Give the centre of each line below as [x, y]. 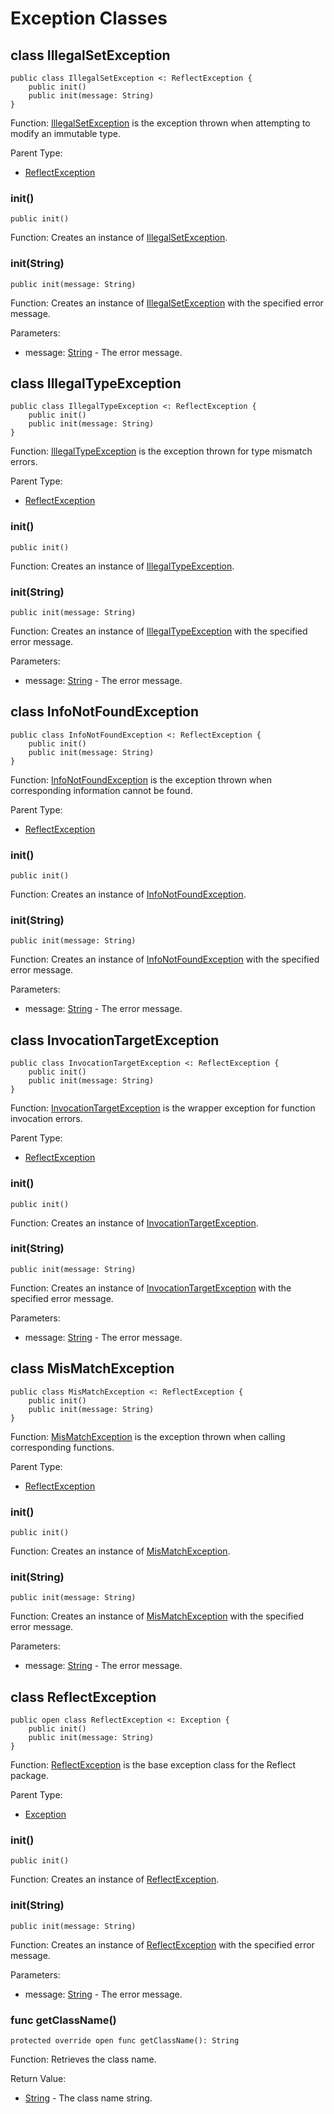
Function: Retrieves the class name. [83, 2059]
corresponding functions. [62, 1447]
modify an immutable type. [65, 133]
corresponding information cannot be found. [101, 790]
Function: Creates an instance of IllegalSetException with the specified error [167, 303]
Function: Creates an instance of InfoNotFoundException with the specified [165, 959]
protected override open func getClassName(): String [125, 2040]
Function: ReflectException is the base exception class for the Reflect [153, 1765]
